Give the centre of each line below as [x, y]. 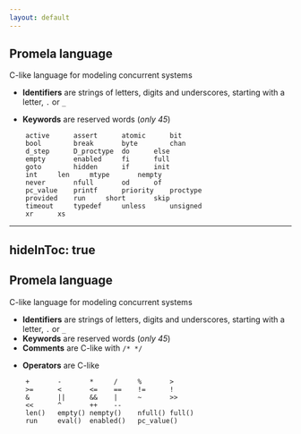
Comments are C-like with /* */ [82, 348]
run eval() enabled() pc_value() [102, 421]
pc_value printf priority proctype [114, 191]
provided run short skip [98, 199]
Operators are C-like [61, 365]
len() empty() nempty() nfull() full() [110, 413]
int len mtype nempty [94, 175]
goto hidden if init [98, 167]
